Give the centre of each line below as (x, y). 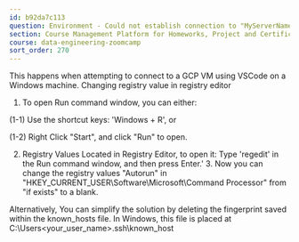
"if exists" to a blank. (60, 192)
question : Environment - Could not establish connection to (123, 26)
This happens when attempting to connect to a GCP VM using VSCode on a (148, 76)
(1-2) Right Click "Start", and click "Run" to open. (98, 137)
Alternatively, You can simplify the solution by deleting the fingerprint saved (148, 209)
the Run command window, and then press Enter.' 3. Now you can (142, 164)
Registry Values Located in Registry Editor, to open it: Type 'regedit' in (150, 154)
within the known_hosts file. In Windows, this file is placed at (121, 219)
